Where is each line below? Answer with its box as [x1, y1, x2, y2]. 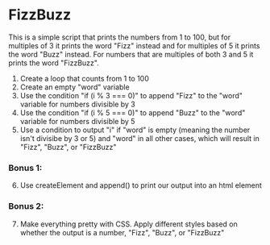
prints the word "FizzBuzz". [8, 58, 99, 68]
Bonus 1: [8, 162, 43, 173]
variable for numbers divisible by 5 [19, 116, 135, 126]
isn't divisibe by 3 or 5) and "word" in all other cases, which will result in [19, 133, 260, 143]
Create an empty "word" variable [19, 82, 131, 92]
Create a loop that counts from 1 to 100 [19, 73, 149, 83]
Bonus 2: [8, 201, 44, 212]
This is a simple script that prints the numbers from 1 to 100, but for [8, 32, 231, 42]
